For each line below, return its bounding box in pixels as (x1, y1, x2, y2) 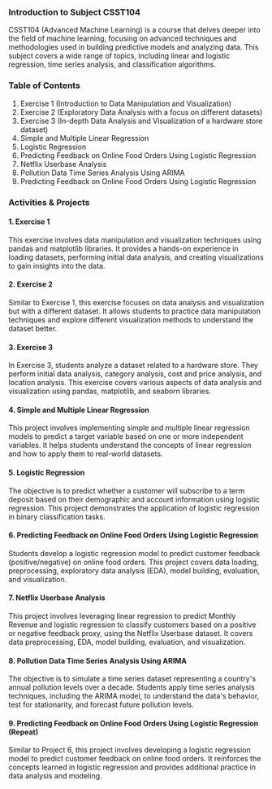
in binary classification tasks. (8, 511, 106, 521)
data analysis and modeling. (8, 771, 103, 781)
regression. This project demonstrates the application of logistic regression (8, 503, 260, 513)
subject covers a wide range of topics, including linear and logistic (8, 51, 231, 61)
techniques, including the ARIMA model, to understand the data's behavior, (8, 691, 260, 701)
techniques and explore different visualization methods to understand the (8, 314, 254, 324)
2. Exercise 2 (8, 279, 53, 289)
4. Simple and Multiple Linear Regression (8, 405, 150, 414)
